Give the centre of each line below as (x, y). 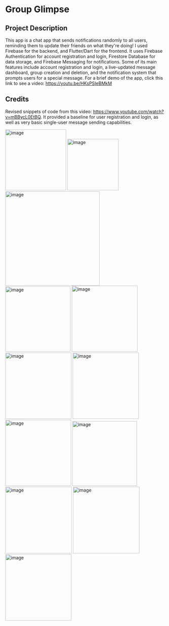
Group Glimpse (37, 9)
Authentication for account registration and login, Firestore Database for (80, 56)
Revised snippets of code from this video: (49, 111)
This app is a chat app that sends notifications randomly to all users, (76, 40)
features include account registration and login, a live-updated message (80, 67)
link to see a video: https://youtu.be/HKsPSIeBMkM (59, 83)
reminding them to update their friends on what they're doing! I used (76, 46)
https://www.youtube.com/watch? (129, 111)
